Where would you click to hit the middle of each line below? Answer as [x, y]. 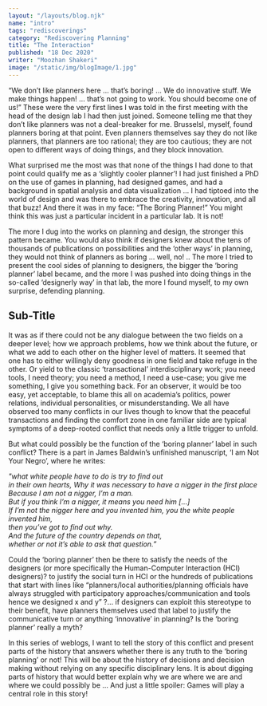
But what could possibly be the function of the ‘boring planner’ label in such [133, 444]
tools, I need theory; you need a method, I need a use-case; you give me [128, 377]
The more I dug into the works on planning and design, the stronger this [126, 231]
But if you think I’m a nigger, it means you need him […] [99, 501]
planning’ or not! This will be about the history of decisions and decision [126, 660]
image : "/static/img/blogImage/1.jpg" [73, 68]
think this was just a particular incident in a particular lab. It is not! [116, 215]
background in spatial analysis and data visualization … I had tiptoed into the [133, 190]
